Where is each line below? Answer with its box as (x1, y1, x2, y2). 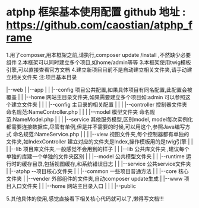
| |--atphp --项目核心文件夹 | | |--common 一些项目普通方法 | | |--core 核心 (6, 167, 189, 175)
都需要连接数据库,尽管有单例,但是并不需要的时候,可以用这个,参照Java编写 (6, 123, 185, 130)
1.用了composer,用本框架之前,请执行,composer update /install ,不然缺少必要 (6, 51, 191, 58)
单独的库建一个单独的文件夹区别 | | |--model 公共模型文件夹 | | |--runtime (6, 152, 185, 160)
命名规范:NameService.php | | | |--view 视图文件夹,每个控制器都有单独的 (12, 130, 189, 137)
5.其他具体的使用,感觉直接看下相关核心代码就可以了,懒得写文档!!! (6, 195, 165, 202)
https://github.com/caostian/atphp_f (6, 18, 193, 32)
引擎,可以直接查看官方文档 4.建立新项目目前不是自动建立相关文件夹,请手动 (6, 66, 187, 73)
